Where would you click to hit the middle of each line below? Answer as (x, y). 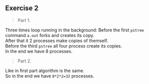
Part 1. (24, 20)
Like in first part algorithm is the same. (45, 70)
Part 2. (24, 61)
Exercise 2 (22, 8)
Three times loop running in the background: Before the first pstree (75, 30)
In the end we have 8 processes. (39, 51)
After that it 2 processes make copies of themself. (57, 40)
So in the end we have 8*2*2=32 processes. (50, 76)
